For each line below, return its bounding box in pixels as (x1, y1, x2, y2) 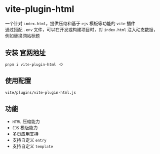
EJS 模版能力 (12, 125, 38, 131)
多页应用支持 (12, 131, 39, 137)
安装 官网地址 (5, 48, 46, 57)
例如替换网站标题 (5, 33, 40, 38)
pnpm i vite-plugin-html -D (5, 62, 63, 67)
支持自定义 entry (12, 137, 47, 143)
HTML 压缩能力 (12, 118, 40, 124)
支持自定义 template (12, 143, 53, 149)
